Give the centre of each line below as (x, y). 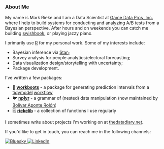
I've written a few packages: (34, 78)
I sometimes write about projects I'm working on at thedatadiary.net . (74, 122)
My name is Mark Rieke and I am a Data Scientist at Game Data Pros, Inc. (79, 18)
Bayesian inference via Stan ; (41, 52)
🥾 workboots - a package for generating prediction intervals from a (81, 87)
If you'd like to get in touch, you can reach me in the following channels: (78, 132)
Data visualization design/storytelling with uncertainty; (67, 63)
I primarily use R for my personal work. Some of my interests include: (75, 43)
